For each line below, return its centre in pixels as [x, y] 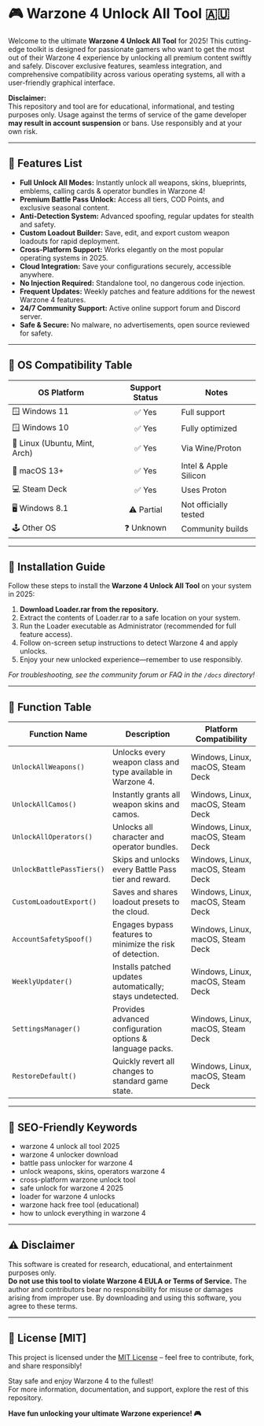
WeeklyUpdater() [42, 982]
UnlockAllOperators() [52, 837]
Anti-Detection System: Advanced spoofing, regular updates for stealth [136, 216]
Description [148, 734]
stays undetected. [146, 997]
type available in [143, 772]
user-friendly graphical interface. [62, 83]
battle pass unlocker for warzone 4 [76, 1163]
